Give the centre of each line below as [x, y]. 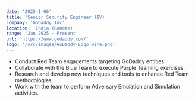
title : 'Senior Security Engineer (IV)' [57, 17]
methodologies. [34, 80]
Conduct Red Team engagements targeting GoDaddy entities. [90, 61]
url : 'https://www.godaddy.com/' [48, 39]
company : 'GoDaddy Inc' [36, 22]
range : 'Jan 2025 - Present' [42, 34]
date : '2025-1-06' [29, 12]
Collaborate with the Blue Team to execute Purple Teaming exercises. [100, 67]
